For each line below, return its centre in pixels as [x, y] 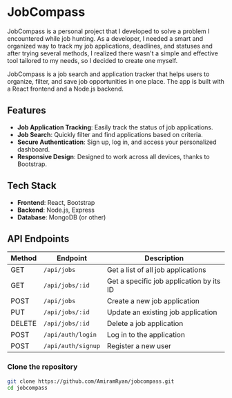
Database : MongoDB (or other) [61, 217]
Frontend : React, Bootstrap [56, 202]
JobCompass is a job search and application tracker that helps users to [108, 74]
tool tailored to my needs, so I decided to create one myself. [93, 60]
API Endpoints [38, 238]
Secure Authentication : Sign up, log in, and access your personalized [117, 142]
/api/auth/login [70, 335]
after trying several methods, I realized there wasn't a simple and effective [113, 53]
